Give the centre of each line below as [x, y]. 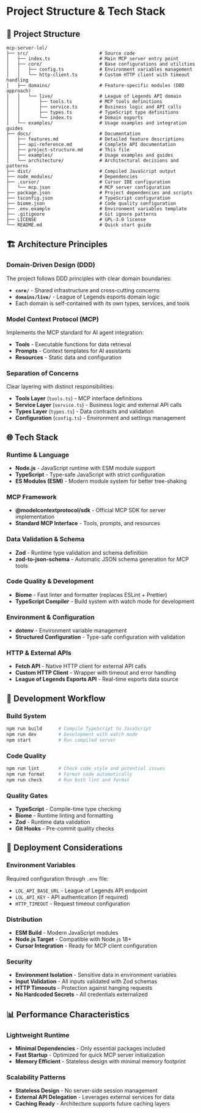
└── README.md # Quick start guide [79, 225]
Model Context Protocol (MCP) [53, 319]
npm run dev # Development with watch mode [72, 735]
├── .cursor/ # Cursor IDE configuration [89, 182]
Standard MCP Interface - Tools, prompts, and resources [88, 523]
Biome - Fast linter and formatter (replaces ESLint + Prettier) [91, 594]
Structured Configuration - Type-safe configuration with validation [100, 637]
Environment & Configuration [50, 617]
